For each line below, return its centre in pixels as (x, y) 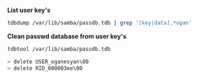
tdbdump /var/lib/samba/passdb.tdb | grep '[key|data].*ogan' (100, 23)
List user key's (29, 10)
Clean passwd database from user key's (67, 36)
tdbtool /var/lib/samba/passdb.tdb (59, 49)
